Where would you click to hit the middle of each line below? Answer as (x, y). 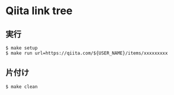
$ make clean (22, 87)
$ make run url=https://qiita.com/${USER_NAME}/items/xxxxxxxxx (87, 53)
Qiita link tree (39, 11)
